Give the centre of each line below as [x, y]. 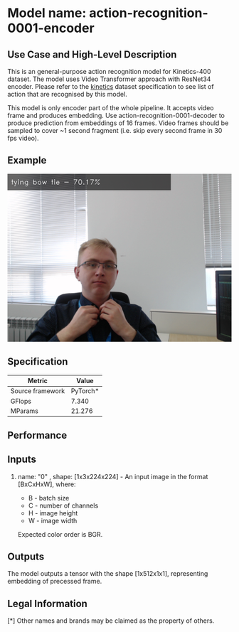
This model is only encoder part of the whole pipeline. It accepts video [111, 108]
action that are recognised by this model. [68, 94]
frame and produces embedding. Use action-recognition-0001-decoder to [116, 116]
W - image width [53, 520]
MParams [25, 411]
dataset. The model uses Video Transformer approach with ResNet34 [109, 79]
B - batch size [49, 498]
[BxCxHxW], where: [47, 484]
